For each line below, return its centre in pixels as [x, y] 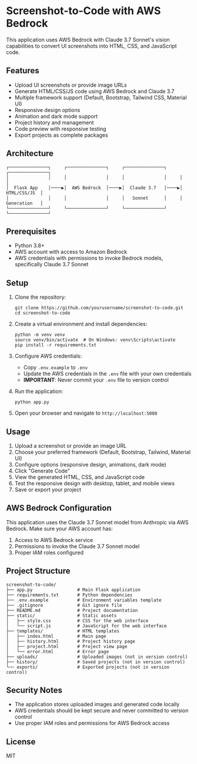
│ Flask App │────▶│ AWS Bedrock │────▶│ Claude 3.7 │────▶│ [94, 188]
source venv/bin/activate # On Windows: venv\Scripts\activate [95, 340]
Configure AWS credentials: [48, 356]
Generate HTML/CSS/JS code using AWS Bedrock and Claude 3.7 [94, 91]
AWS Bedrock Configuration [59, 508]
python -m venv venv [40, 335]
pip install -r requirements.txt [56, 345]
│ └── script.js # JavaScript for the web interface [86, 626]
